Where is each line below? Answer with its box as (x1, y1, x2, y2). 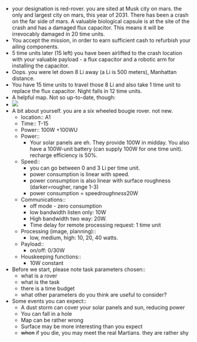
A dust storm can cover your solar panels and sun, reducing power (20, 304, 185, 311)
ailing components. (11, 43, 59, 50)
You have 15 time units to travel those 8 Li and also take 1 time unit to (11, 81, 181, 88)
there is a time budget (20, 285, 75, 292)
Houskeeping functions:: (20, 253, 82, 260)
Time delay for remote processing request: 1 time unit (29, 221, 161, 229)
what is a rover (20, 272, 58, 279)
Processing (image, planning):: (20, 228, 97, 235)
